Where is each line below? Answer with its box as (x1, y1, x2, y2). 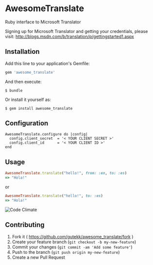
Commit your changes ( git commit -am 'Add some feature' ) (12, 244, 133, 250)
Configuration (5, 119, 49, 128)
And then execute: (5, 79, 42, 84)
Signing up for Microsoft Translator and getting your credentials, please (5, 28, 148, 34)
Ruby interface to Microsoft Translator (5, 19, 81, 25)
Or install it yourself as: (5, 97, 51, 102)
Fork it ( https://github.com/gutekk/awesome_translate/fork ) (12, 233, 134, 239)
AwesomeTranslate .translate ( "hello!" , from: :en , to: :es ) (5, 171, 127, 176)
